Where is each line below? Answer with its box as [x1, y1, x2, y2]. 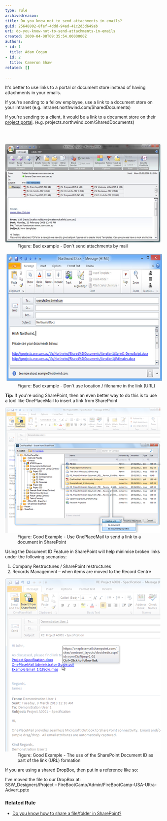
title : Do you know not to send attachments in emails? [5, 18, 122, 23]
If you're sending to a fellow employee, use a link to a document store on [5, 99, 153, 105]
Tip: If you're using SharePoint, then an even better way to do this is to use [5, 392, 157, 399]
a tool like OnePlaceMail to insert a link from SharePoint [5, 398, 118, 404]
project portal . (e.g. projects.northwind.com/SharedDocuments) [5, 119, 134, 125]
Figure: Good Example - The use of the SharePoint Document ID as [17, 752, 154, 758]
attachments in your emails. [5, 90, 62, 96]
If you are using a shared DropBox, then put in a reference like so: [5, 767, 138, 773]
